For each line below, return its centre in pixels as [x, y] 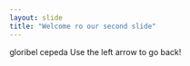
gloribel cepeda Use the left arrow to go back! [95, 52]
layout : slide [36, 18]
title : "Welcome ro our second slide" [83, 26]
